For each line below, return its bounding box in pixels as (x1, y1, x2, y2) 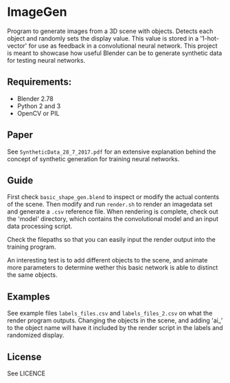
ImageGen (7, 4, 67, 20)
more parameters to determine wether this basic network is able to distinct (7, 263, 218, 272)
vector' (7, 41, 27, 50)
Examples (7, 291, 50, 302)
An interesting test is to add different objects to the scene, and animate (7, 256, 208, 265)
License (7, 351, 42, 362)
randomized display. (7, 331, 65, 340)
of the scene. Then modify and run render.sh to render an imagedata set (7, 200, 213, 209)
